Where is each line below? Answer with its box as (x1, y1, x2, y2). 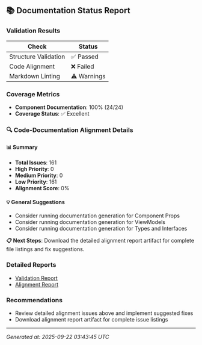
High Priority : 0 (14, 166, 54, 173)
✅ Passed (71, 52, 99, 61)
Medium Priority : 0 (14, 172, 63, 179)
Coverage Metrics (6, 90, 60, 98)
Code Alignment (9, 62, 55, 70)
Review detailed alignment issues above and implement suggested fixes (14, 309, 194, 317)
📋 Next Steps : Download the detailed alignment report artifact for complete (6, 237, 194, 244)
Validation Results (6, 26, 61, 35)
